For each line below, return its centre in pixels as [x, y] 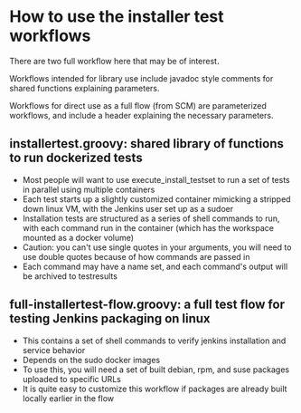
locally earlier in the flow [68, 398]
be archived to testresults [70, 276]
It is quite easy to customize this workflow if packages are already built [155, 389]
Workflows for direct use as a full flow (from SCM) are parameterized [138, 105]
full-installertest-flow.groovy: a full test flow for [147, 305]
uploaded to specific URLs [72, 379]
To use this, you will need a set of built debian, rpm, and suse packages [156, 370]
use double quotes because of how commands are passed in [136, 256]
